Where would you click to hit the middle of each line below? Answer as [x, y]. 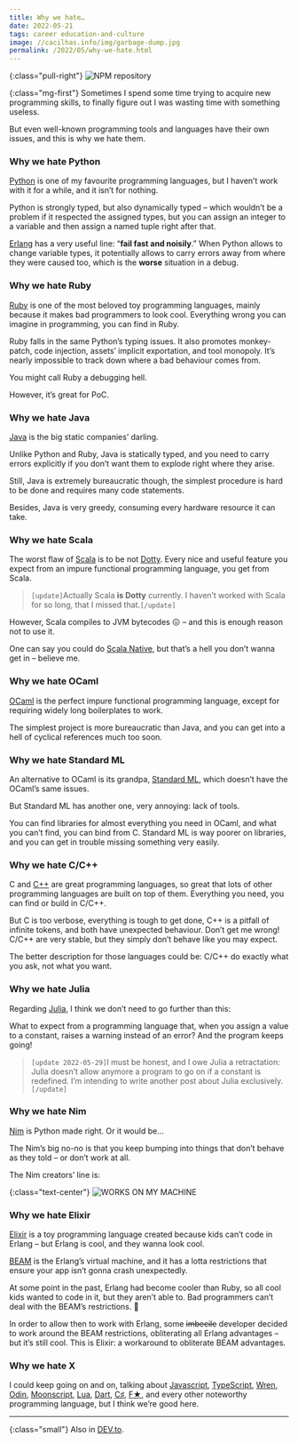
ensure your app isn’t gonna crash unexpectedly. [98, 1271]
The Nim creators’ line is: [55, 1174]
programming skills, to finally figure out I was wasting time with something [145, 102]
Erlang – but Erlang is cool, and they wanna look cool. [107, 1244]
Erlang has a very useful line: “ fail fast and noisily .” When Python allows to [146, 244]
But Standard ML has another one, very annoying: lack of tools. [125, 806]
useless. [24, 112]
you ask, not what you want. [61, 966]
